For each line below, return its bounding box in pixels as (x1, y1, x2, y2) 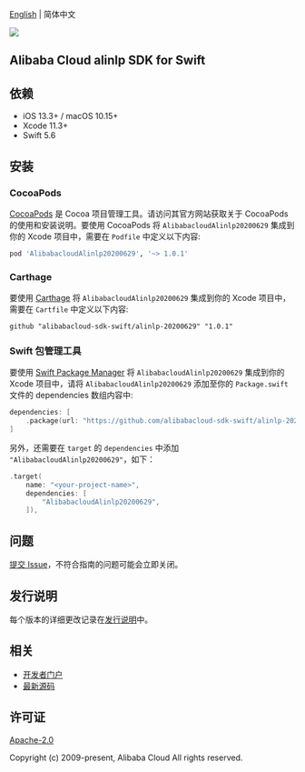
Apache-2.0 (9, 734, 54, 745)
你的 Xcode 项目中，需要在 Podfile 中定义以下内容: (9, 231, 202, 242)
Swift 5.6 (22, 130, 56, 141)
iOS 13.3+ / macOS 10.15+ (22, 111, 119, 122)
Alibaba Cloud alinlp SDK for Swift (9, 53, 206, 68)
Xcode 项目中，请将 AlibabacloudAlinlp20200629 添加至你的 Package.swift (9, 378, 289, 389)
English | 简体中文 (9, 9, 76, 19)
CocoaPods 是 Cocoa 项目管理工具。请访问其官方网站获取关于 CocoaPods (9, 208, 289, 219)
